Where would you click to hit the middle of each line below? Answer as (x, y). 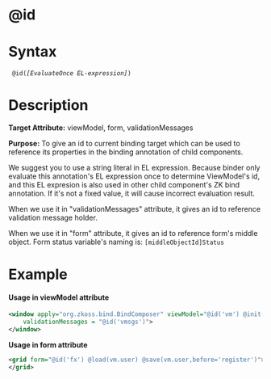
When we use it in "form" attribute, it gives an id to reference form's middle (133, 234)
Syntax (33, 52)
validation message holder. (53, 218)
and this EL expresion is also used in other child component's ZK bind (124, 185)
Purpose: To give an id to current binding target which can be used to (124, 144)
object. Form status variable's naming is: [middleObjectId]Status (116, 242)
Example (38, 274)
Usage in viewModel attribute (59, 297)
